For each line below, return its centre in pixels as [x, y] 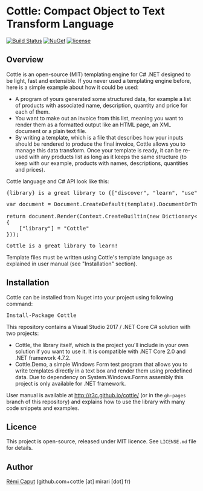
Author [20, 467]
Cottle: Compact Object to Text [85, 11]
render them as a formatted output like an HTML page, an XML [93, 125]
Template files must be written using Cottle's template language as [89, 257]
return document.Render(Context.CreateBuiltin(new [83, 216]
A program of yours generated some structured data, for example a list [103, 99]
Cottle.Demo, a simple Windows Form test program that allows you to [101, 364]
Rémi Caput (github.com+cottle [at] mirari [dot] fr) [69, 481]
